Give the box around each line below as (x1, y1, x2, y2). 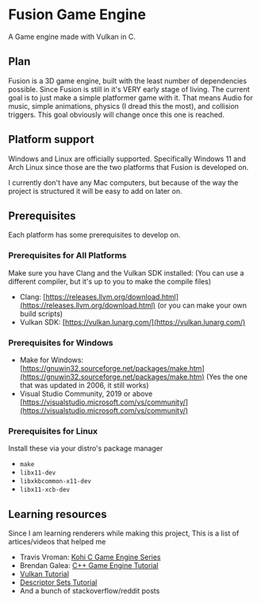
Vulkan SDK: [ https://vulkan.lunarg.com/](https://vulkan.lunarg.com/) (19, 317, 246, 327)
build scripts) (19, 308, 63, 319)
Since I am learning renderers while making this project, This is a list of (8, 528, 240, 538)
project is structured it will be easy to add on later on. (8, 186, 182, 195)
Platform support (8, 133, 94, 146)
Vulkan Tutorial (19, 570, 70, 579)
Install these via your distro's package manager (8, 443, 163, 454)
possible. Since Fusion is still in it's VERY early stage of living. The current (8, 84, 250, 94)
